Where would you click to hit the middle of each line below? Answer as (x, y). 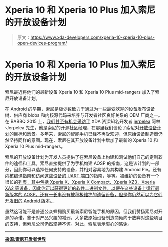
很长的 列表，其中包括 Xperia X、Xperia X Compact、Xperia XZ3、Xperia (80, 182)
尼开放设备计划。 (23, 98)
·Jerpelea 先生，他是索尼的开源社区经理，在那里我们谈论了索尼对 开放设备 (81, 127)
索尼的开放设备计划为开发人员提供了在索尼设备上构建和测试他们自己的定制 (82, 157)
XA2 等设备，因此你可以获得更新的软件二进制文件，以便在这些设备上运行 (80, 188)
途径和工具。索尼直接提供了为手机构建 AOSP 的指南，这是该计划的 (82, 163)
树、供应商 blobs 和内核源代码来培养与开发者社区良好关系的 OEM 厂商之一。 (84, 115)
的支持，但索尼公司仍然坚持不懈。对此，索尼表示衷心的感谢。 (69, 224)
